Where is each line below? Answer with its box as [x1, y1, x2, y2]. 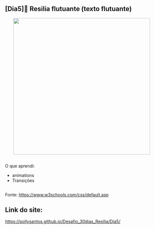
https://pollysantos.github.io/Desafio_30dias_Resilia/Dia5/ [5, 219, 121, 225]
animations [12, 173, 34, 179]
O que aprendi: [5, 163, 35, 169]
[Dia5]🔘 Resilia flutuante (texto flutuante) [5, 5, 132, 13]
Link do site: [5, 206, 43, 214]
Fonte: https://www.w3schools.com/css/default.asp [5, 192, 109, 197]
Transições [12, 178, 35, 183]
